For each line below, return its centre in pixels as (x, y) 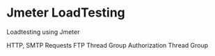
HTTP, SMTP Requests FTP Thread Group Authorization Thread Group (107, 45)
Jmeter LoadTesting (66, 13)
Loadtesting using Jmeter (43, 32)
